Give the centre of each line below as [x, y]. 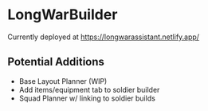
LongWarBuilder [63, 15]
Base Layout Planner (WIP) [63, 81]
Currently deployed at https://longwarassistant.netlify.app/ [104, 37]
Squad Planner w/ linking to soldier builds [87, 98]
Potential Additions [56, 62]
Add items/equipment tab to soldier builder [89, 89]
